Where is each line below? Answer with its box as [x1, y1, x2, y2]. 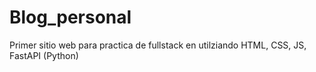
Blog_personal [9, 6, 132, 29]
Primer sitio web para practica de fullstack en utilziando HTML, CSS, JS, [9, 39, 307, 51]
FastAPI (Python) [9, 49, 79, 61]
